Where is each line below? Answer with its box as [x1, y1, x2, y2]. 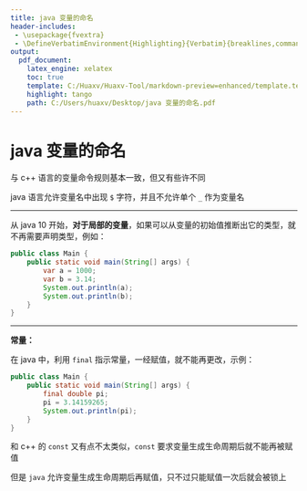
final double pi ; [43, 390, 108, 399]
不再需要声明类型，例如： [10, 231, 107, 242]
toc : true [26, 73, 65, 82]
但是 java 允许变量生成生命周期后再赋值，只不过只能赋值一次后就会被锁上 [10, 472, 287, 483]
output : [10, 47, 40, 57]
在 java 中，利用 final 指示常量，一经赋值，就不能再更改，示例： [10, 354, 255, 365]
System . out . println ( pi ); [43, 406, 138, 415]
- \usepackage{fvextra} [14, 30, 105, 39]
